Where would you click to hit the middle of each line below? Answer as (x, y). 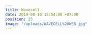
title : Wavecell (22, 10)
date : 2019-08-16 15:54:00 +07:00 (42, 14)
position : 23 (19, 19)
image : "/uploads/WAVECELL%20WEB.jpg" (46, 24)
